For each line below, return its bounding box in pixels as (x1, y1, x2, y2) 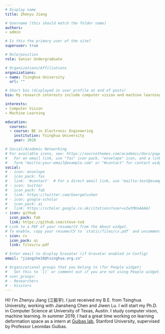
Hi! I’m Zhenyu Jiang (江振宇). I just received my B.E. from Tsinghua (5, 297, 141, 303)
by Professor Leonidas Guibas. (5, 324, 67, 330)
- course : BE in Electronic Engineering (9, 129, 93, 134)
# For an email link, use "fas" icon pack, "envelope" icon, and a (5, 156, 151, 161)
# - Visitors (5, 283, 32, 288)
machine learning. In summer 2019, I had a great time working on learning (5, 313, 154, 319)
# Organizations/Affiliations (5, 65, 67, 70)
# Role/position (5, 52, 38, 57)
